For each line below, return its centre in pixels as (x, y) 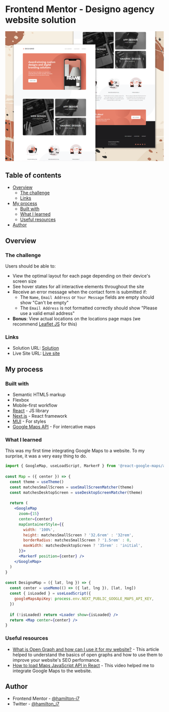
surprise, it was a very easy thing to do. (46, 456)
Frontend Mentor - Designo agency (80, 9)
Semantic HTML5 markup (39, 395)
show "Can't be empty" (44, 302)
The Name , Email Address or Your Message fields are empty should (87, 297)
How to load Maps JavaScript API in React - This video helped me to (83, 665)
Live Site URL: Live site (36, 353)
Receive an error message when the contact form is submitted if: (80, 292)
